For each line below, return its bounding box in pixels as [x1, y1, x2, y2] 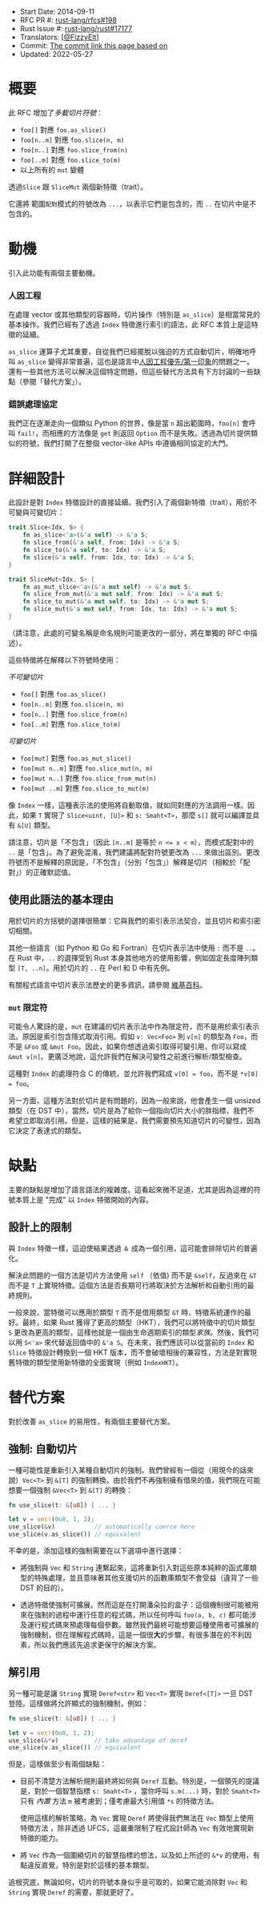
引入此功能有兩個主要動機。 [8, 268, 100, 277]
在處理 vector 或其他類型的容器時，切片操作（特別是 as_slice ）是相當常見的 [8, 310, 260, 320]
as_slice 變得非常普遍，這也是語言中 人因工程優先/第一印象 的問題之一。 [17, 356, 255, 367]
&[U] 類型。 [17, 820, 55, 830]
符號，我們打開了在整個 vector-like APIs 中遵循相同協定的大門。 [22, 438, 233, 448]
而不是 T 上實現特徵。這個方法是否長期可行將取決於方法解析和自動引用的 [8, 1280, 248, 1290]
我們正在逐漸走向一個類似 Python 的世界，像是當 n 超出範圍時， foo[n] [8, 418, 240, 428]
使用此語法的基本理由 [8, 893, 114, 907]
